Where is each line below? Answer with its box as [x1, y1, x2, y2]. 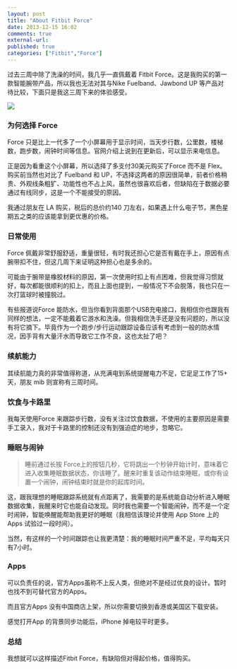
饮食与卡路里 [7, 397, 51, 407]
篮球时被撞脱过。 [19, 291, 69, 299]
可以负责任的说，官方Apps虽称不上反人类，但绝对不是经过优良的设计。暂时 [7, 578, 227, 587]
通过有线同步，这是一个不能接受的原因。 [7, 188, 125, 197]
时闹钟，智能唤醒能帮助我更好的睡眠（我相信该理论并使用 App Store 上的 [7, 511, 219, 519]
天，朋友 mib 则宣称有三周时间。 [7, 378, 102, 386]
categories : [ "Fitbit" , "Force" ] [7, 50, 102, 57]
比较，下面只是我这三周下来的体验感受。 [13, 88, 131, 96]
